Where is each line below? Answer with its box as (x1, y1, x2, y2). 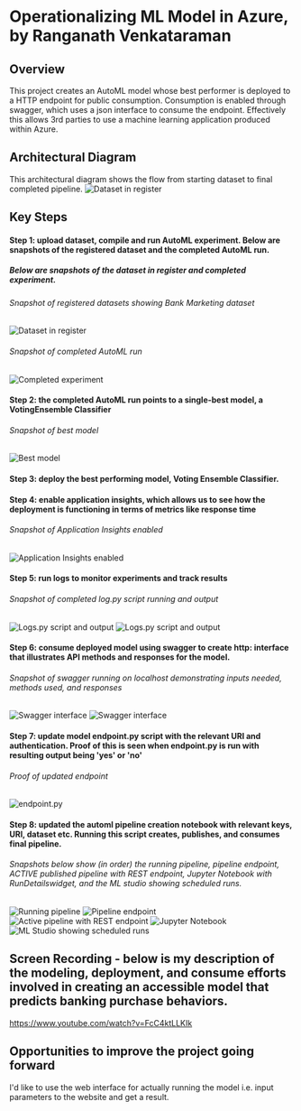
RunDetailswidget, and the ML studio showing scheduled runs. (9, 878, 242, 889)
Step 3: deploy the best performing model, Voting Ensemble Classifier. (9, 473, 279, 484)
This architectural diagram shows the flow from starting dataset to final (9, 173, 273, 184)
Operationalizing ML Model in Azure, (9, 6, 288, 27)
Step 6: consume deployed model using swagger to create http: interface (9, 643, 289, 653)
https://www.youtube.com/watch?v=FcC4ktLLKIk (9, 1017, 193, 1028)
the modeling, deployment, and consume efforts (9, 966, 287, 981)
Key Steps (9, 209, 68, 225)
